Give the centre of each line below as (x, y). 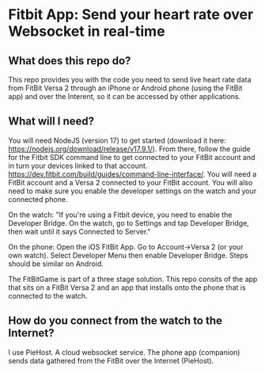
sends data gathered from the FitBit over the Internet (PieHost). (111, 360)
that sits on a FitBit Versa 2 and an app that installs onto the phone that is (127, 287)
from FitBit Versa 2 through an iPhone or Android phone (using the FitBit (125, 88)
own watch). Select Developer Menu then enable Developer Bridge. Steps (128, 255)
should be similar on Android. (56, 264)
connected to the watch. (48, 295)
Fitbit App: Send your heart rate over (131, 15)
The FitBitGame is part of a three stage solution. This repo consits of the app (133, 279)
